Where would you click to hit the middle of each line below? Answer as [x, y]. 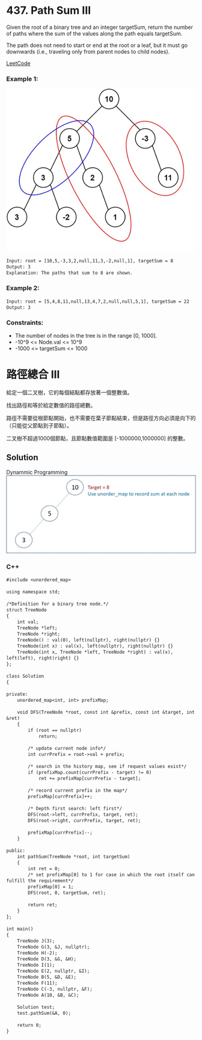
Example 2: [23, 288]
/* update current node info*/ [67, 749]
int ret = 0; [44, 869]
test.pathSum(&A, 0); [44, 1014]
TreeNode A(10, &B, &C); [48, 995]
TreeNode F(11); [38, 983]
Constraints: [25, 323]
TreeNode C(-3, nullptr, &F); [55, 989]
